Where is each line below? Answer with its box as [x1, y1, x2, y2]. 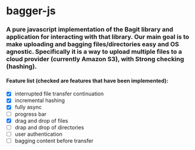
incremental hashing [14, 97, 65, 104]
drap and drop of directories [14, 123, 84, 131]
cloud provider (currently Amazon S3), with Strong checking [6, 55, 184, 63]
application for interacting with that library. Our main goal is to [6, 33, 190, 41]
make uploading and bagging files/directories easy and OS [6, 40, 180, 49]
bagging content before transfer [14, 137, 94, 144]
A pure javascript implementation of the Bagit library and [6, 25, 174, 34]
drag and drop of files [14, 117, 68, 124]
